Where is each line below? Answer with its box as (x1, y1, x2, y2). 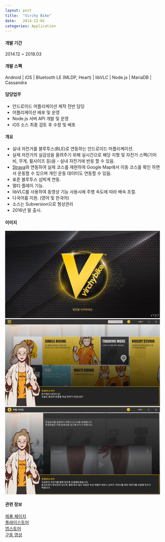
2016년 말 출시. (12, 207, 42, 213)
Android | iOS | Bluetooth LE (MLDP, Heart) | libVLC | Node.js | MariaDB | (5, 74, 152, 80)
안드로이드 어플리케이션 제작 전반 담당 (12, 103, 85, 109)
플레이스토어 (5, 519, 29, 525)
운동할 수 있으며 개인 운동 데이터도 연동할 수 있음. (17, 170, 112, 177)
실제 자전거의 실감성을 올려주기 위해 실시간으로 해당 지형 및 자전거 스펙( (12, 152, 149, 158)
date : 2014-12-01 (5, 18, 45, 23)
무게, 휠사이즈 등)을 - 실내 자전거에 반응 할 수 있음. (19, 158, 115, 164)
